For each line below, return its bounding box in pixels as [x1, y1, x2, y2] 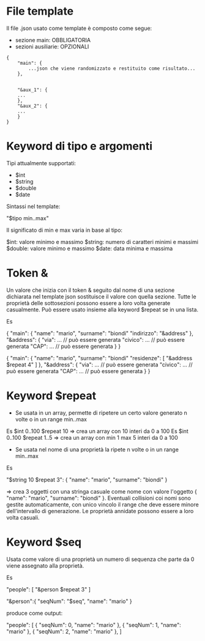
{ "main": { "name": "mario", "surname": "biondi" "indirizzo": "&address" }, [6, 329, 194, 337]
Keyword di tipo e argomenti [6, 139, 153, 154]
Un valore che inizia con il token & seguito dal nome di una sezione [6, 286, 175, 294]
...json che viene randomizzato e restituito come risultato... [28, 65, 196, 72]
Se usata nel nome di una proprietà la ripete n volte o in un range [15, 445, 179, 453]
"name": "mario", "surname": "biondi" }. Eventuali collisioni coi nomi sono [6, 494, 192, 502]
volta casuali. [6, 514, 40, 521]
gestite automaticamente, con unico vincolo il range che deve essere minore [6, 500, 199, 508]
